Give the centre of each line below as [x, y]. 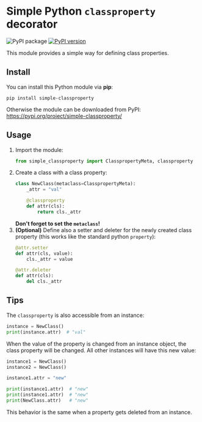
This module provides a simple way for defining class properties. [88, 53]
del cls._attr [44, 282]
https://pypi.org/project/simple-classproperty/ [64, 116]
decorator [32, 24]
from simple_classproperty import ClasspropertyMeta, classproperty [104, 161]
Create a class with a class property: [61, 173]
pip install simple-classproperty [50, 98]
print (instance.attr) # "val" [46, 332]
